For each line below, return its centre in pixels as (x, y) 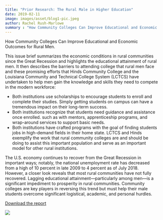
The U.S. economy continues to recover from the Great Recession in (73, 158)
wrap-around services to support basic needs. (58, 123)
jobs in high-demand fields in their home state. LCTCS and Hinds (77, 133)
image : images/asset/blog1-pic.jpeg (42, 18)
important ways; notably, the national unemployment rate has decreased (77, 163)
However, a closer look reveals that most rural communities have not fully (78, 173)
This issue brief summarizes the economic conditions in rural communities (79, 56)
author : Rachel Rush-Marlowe (34, 23)
